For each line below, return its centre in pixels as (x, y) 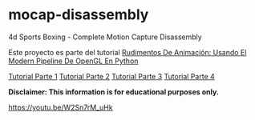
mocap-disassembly (79, 15)
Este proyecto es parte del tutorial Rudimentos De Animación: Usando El (127, 52)
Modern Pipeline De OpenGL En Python (73, 61)
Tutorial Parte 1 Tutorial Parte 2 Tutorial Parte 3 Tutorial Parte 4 (111, 76)
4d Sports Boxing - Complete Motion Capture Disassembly (105, 37)
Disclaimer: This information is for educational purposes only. (113, 92)
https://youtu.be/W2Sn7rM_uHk (61, 107)
